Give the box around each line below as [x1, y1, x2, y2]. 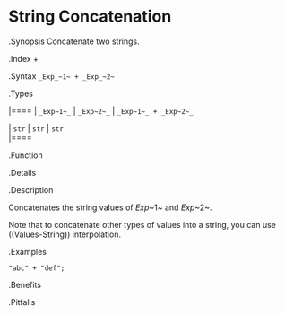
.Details [8, 167, 37, 178]
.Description [8, 184, 54, 195]
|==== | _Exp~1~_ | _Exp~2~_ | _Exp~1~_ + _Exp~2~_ [8, 105, 194, 116]
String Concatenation [8, 6, 172, 27]
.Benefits [8, 279, 42, 290]
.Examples [8, 246, 47, 257]
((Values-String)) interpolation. [8, 229, 122, 240]
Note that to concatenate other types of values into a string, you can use [8, 219, 277, 230]
